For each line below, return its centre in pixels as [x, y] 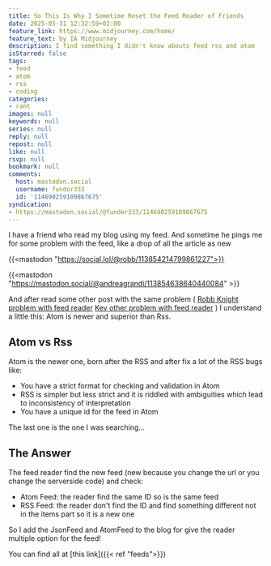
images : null [30, 114]
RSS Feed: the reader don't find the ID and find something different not [138, 505]
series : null [30, 129]
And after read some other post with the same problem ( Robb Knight [123, 299]
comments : [25, 174]
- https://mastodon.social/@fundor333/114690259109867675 [108, 212]
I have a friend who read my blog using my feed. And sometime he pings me [135, 235]
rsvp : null [27, 159]
